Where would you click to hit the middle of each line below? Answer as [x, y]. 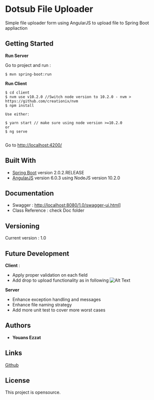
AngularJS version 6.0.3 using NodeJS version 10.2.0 [66, 178]
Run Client [16, 83]
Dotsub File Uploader [49, 9]
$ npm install [20, 105]
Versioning [22, 226]
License [18, 380]
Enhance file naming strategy [42, 305]
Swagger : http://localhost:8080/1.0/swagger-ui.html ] [66, 205]
